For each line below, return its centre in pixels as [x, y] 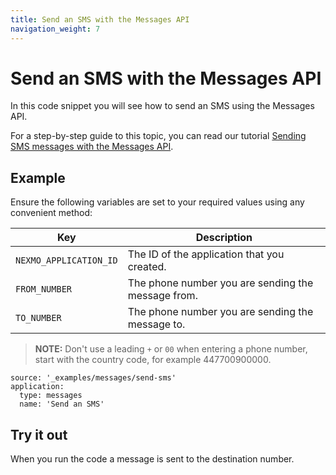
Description [224, 238]
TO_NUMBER [38, 318]
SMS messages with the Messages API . [92, 147]
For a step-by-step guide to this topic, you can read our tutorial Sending [158, 136]
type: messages [51, 396]
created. [147, 267]
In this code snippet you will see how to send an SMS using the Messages [162, 106]
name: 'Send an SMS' [62, 404]
